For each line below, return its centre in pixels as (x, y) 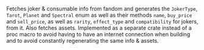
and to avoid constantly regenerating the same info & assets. (82, 41)
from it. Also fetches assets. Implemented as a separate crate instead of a (99, 28)
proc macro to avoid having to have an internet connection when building (98, 34)
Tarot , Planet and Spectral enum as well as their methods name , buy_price (99, 15)
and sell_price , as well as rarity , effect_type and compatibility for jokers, (102, 21)
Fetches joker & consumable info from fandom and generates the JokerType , (102, 9)
